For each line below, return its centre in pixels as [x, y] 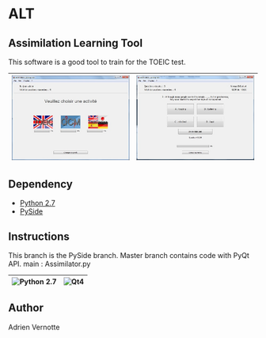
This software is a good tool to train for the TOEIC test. [97, 62]
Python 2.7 [37, 203]
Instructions [39, 236]
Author [26, 308]
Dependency [40, 184]
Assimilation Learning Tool [76, 43]
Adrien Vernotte [34, 327]
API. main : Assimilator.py [49, 264]
